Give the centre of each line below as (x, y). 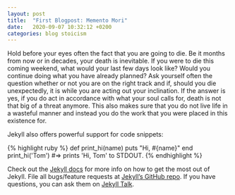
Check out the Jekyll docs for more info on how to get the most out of (109, 169)
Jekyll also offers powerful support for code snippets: (85, 134)
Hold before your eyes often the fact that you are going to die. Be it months (116, 54)
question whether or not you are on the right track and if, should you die (112, 83)
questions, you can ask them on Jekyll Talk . (71, 184)
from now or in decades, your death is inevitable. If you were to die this (110, 61)
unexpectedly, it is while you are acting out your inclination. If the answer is (116, 91)
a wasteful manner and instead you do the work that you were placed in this (117, 113)
